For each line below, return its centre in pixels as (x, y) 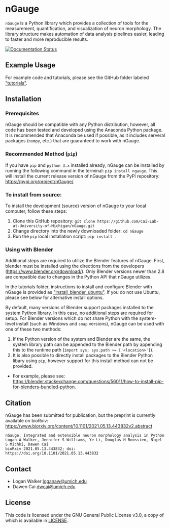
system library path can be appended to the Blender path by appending (87, 344)
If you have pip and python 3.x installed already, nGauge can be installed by (85, 165)
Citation (18, 403)
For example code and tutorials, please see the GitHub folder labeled (77, 78)
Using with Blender (29, 249)
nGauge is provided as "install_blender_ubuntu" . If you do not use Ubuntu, (83, 292)
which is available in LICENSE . (37, 520)
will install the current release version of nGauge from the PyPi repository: (82, 176)
